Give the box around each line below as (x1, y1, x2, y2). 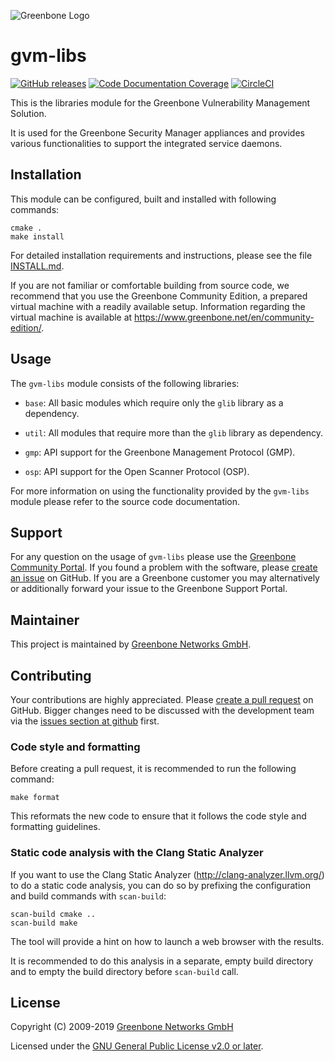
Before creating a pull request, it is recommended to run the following (10, 763, 297, 775)
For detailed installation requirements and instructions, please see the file (10, 249, 313, 261)
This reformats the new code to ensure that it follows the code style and (10, 810, 307, 822)
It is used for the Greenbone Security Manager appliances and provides (10, 126, 305, 139)
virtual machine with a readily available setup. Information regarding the (10, 300, 306, 312)
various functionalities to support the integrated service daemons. (10, 137, 283, 149)
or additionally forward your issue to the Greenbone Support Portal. (10, 583, 288, 595)
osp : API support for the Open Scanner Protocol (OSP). (24, 465, 250, 477)
